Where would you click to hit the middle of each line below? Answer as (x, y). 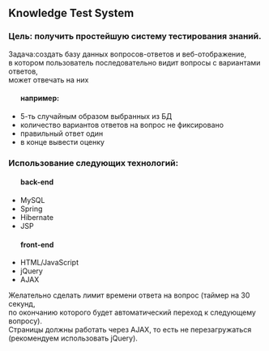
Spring (31, 209)
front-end (37, 244)
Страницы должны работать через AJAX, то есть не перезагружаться (130, 330)
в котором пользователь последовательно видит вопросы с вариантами (134, 62)
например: (39, 98)
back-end (37, 182)
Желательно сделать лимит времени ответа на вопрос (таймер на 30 (129, 295)
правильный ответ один (62, 133)
